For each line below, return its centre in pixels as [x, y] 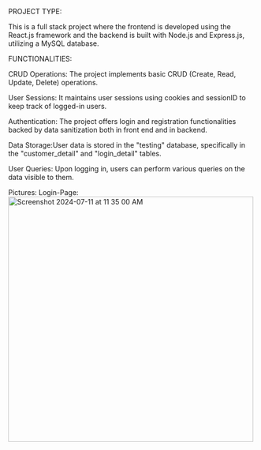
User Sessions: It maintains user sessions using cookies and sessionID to [127, 97]
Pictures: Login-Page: [43, 192]
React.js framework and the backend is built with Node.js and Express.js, [127, 35]
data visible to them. [41, 177]
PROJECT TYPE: [35, 11]
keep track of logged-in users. [58, 106]
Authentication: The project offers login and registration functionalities [122, 121]
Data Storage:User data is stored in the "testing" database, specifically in [127, 145]
